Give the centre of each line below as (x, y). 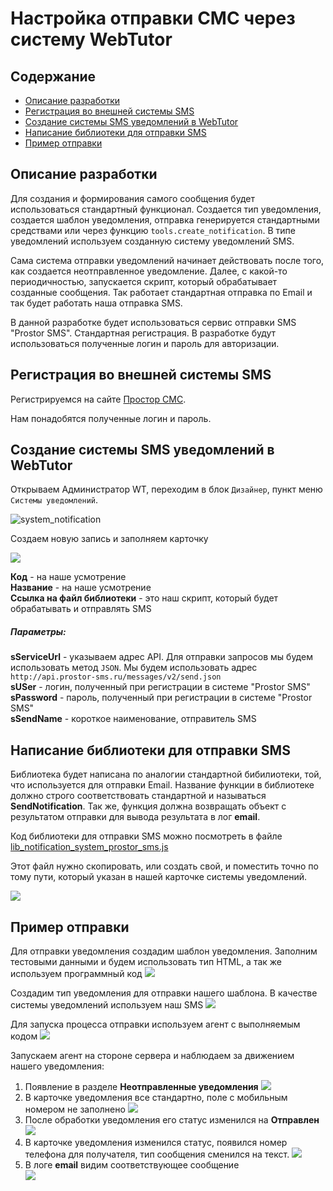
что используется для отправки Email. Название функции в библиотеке (162, 785)
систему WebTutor (91, 39)
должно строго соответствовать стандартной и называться (138, 796)
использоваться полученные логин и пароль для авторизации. (145, 343)
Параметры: (38, 632)
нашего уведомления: (57, 1066)
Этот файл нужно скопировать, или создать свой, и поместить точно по (164, 866)
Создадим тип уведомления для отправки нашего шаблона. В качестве (164, 993)
